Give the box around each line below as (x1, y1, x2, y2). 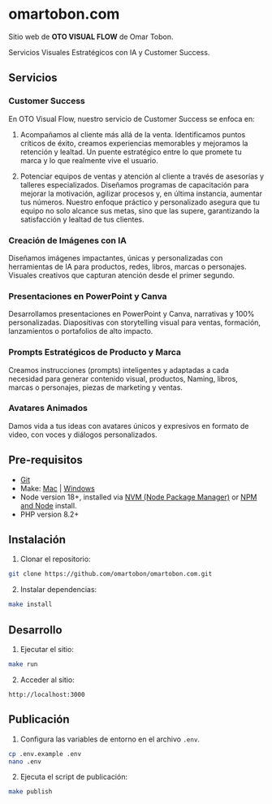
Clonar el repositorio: (19, 554, 91, 564)
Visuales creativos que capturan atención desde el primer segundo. (8, 270, 235, 280)
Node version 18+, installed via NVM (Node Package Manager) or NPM (19, 492, 257, 502)
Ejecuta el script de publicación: (19, 772, 128, 782)
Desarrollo (8, 623, 63, 637)
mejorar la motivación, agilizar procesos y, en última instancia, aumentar (19, 188, 262, 198)
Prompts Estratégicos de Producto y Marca (8, 347, 181, 358)
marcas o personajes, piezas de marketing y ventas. (8, 383, 183, 392)
